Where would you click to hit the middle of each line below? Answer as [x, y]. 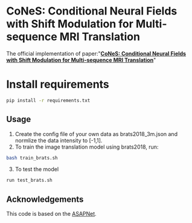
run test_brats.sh [29, 180]
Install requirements [58, 84]
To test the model [37, 169]
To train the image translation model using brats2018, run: [87, 147]
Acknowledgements [45, 199]
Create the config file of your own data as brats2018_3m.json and [96, 134]
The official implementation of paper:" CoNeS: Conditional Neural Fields [96, 53]
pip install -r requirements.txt [48, 100]
